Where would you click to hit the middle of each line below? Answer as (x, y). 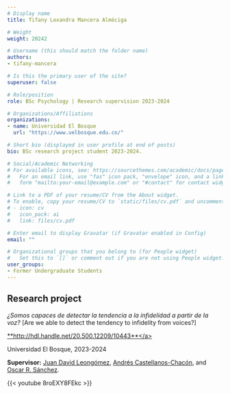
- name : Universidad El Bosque (52, 126)
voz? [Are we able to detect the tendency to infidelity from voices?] (102, 322)
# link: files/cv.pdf (41, 221)
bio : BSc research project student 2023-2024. (75, 151)
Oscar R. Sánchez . (33, 369)
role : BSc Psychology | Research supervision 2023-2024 (88, 101)
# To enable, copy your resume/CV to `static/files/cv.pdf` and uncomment (116, 202)
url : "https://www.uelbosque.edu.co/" (69, 133)
